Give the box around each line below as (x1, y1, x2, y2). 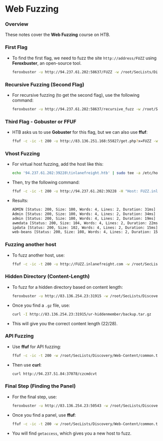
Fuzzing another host (5, 241, 57, 248)
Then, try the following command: (12, 179, 80, 185)
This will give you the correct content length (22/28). (12, 320, 118, 326)
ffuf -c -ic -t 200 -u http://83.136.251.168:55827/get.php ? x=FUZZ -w (12, 139, 158, 144)
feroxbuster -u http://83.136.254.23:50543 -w (12, 403, 108, 408)
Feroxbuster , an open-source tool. (12, 60, 81, 66)
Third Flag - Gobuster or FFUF (5, 118, 77, 125)
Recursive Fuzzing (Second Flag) (5, 81, 84, 88)
